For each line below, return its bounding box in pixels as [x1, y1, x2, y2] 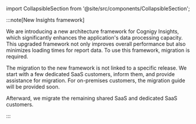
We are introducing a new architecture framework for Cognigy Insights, [6, 28, 179, 35]
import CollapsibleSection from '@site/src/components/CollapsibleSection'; [6, 5, 190, 12]
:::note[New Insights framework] [6, 17, 85, 23]
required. [6, 53, 28, 60]
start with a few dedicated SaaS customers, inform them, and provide [6, 71, 175, 77]
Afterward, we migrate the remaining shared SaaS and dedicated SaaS [6, 94, 178, 102]
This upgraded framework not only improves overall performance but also [6, 41, 186, 47]
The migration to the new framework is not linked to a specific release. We [6, 64, 187, 71]
